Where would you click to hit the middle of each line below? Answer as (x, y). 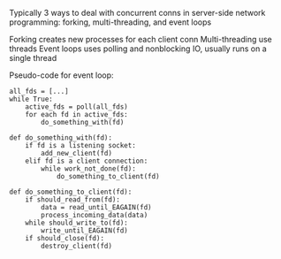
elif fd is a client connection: (87, 161)
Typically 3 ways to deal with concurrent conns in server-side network (137, 13)
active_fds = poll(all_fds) (76, 107)
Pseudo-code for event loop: (61, 75)
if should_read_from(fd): (73, 200)
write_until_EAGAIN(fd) (84, 231)
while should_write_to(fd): (76, 223)
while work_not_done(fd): (89, 169)
